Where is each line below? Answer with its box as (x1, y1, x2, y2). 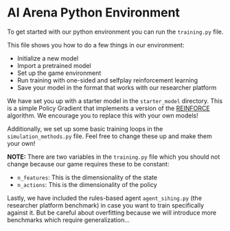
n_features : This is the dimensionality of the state (16, 173, 158, 181)
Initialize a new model (16, 54, 79, 63)
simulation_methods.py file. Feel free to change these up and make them (7, 132, 212, 140)
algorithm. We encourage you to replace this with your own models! (7, 111, 199, 120)
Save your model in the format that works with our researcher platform (16, 83, 217, 91)
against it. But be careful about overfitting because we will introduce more (7, 208, 217, 217)
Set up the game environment (16, 69, 102, 77)
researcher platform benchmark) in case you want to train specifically (7, 201, 205, 209)
